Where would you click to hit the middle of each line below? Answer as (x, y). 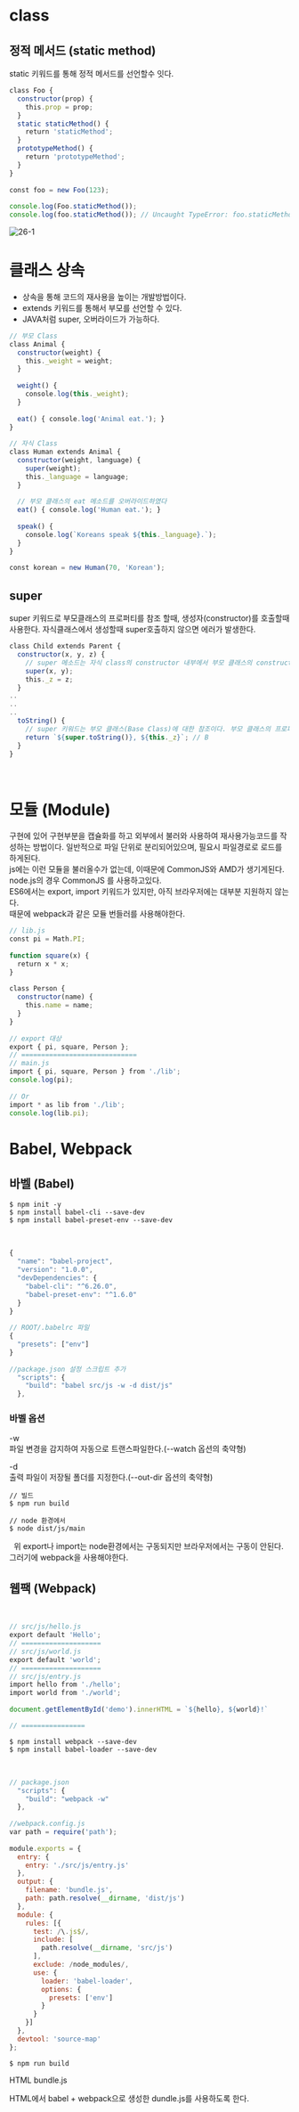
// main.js (29, 1064)
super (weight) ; (53, 469)
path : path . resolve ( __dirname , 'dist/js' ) (105, 1898)
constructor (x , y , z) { (61, 655)
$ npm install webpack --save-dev (73, 1741)
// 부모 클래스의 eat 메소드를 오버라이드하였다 (92, 501)
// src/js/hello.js (45, 1627)
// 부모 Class (33, 336)
